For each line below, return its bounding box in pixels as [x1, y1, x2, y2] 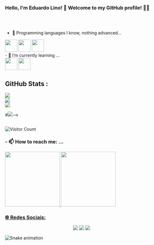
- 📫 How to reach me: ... [5, 139, 64, 145]
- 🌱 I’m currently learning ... [5, 52, 60, 58]
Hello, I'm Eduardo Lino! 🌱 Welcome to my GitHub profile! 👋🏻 [5, 4, 150, 11]
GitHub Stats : [5, 80, 49, 88]
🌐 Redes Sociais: [5, 214, 46, 221]
